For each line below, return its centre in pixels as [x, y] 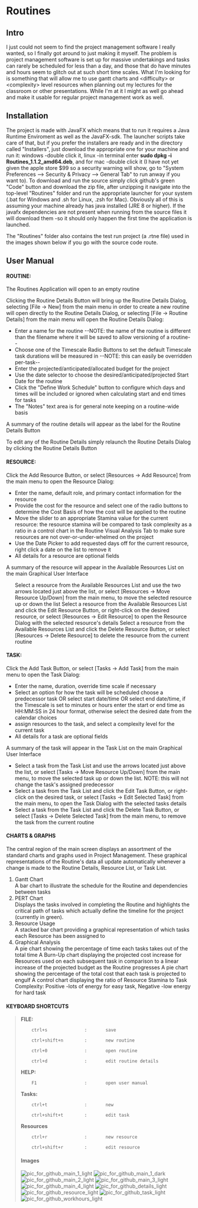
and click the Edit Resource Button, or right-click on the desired [92, 610]
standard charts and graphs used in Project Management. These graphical [97, 855]
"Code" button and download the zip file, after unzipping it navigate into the [98, 187]
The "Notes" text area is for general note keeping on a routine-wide [97, 406]
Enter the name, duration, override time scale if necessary [85, 686]
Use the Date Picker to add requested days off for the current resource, [102, 543]
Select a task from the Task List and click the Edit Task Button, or [94, 791]
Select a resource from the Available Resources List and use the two [98, 585]
